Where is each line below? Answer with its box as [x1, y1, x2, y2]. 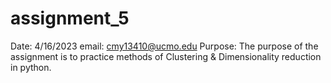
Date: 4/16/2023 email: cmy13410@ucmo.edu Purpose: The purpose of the [10, 40, 319, 52]
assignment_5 [10, 7, 130, 30]
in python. [10, 61, 52, 73]
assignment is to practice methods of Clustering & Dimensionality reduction [10, 50, 322, 62]
